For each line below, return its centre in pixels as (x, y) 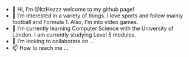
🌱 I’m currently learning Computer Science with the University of (93, 28)
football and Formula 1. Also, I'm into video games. (75, 22)
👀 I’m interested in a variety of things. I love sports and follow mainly (98, 16)
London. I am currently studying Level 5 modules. (74, 35)
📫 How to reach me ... (40, 48)
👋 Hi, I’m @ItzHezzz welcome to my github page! (73, 9)
